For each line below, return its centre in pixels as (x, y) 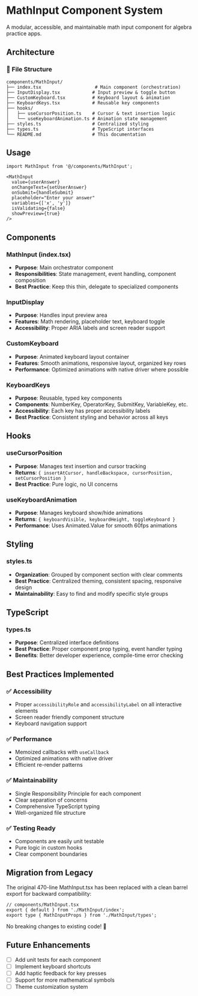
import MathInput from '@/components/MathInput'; (70, 166)
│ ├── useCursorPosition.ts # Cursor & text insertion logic (91, 113)
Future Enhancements (49, 945)
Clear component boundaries (51, 854)
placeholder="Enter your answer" (53, 198)
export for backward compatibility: (49, 893)
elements (26, 711)
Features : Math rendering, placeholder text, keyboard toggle (90, 322)
